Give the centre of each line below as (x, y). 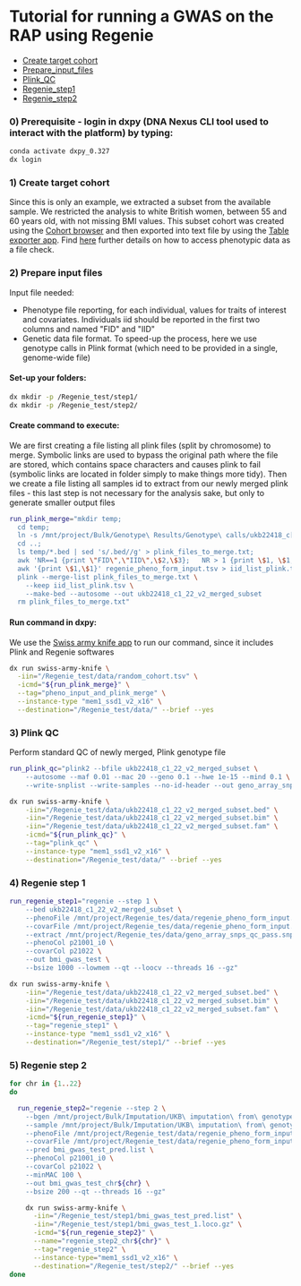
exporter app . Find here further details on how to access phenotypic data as (150, 240)
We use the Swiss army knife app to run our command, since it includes (142, 642)
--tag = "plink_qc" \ (62, 844)
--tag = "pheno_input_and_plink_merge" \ (92, 693)
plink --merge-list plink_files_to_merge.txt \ (108, 577)
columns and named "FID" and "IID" (88, 329)
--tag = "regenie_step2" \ (79, 1249)
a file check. (32, 250)
